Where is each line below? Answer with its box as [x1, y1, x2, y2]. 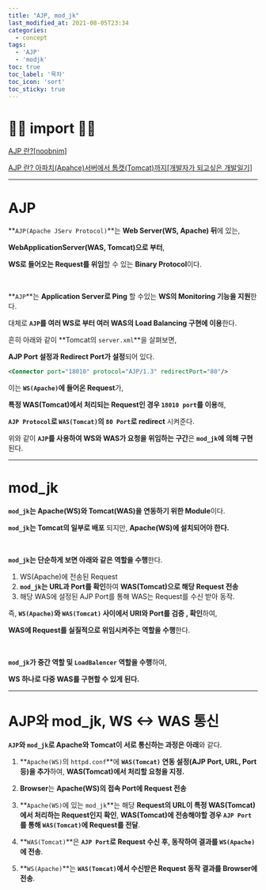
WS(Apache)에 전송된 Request [19, 572, 118, 581]
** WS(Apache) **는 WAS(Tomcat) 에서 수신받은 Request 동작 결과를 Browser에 [19, 864, 258, 873]
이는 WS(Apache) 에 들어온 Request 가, [8, 383, 124, 392]
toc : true [8, 63, 41, 71]
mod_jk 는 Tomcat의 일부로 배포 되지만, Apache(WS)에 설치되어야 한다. [8, 523, 230, 532]
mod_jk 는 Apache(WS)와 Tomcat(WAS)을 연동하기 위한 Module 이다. [8, 506, 226, 516]
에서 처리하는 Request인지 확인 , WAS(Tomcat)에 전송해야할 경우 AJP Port [19, 810, 252, 820]
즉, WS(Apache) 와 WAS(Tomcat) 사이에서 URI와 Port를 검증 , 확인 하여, [8, 608, 218, 618]
